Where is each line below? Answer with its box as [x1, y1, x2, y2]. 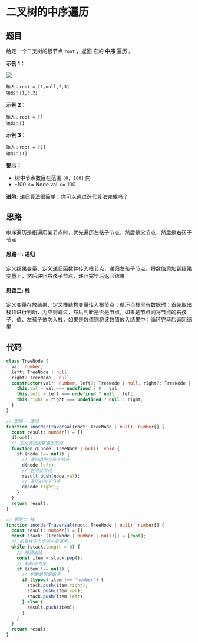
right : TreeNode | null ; [11, 375, 72, 380]
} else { [21, 599, 44, 605]
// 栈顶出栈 [16, 549, 42, 555]
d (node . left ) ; [21, 462, 57, 468]
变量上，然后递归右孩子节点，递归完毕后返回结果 [6, 273, 125, 280]
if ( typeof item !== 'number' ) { [21, 577, 104, 583]
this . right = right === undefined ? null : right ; [16, 396, 144, 403]
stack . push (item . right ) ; [27, 582, 88, 589]
